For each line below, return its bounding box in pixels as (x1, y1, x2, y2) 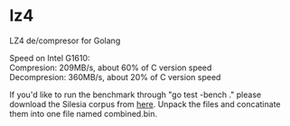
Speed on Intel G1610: (9, 52, 90, 63)
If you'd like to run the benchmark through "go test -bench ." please (9, 89, 262, 100)
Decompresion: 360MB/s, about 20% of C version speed (9, 71, 221, 82)
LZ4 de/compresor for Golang (9, 35, 121, 46)
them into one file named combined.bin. (9, 108, 158, 119)
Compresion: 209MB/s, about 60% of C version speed (9, 62, 212, 73)
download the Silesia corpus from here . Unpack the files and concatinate (9, 98, 281, 109)
